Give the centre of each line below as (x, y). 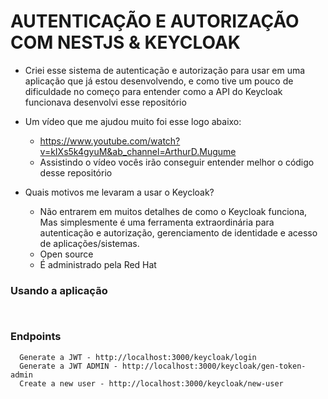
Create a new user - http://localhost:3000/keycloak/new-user (151, 383)
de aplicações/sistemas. (89, 243)
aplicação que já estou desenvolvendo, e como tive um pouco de (159, 81)
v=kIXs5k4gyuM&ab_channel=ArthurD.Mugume (138, 151)
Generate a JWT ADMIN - (68, 366)
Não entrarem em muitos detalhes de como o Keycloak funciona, (173, 211)
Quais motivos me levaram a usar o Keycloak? (119, 192)
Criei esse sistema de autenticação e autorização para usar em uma (165, 70)
